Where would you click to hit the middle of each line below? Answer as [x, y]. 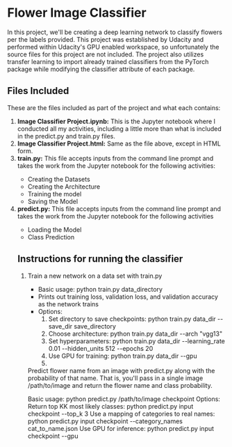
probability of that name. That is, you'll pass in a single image [115, 378]
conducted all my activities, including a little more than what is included [119, 128]
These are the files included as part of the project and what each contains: [114, 108]
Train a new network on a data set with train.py [95, 276]
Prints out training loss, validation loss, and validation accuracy [128, 297]
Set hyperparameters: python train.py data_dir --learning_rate [137, 341]
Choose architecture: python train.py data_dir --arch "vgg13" [135, 334]
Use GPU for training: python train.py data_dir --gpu [123, 356]
